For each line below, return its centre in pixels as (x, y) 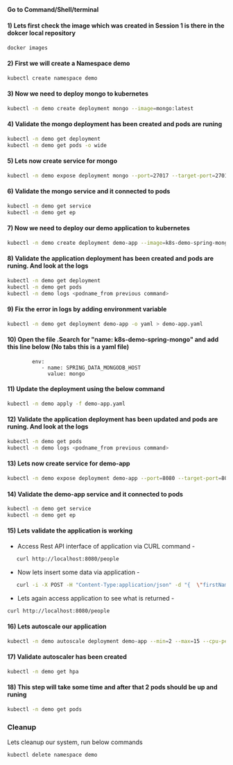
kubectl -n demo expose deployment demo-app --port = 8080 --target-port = (114, 479)
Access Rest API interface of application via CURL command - (106, 547)
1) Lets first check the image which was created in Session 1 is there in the (116, 25)
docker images (28, 48)
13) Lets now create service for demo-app (69, 463)
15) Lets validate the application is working (70, 531)
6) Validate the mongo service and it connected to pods (89, 191)
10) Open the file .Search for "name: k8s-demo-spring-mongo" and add (113, 340)
